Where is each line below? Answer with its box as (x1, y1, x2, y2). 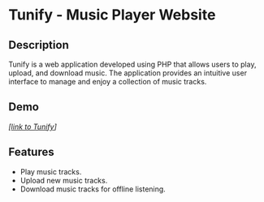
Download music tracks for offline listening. (19, 184, 167, 194)
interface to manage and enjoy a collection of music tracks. (8, 77, 207, 86)
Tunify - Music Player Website (8, 6, 216, 24)
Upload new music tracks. (19, 175, 108, 185)
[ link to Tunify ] (8, 122, 57, 131)
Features (8, 145, 54, 159)
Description (8, 38, 69, 52)
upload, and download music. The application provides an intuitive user (8, 68, 248, 78)
